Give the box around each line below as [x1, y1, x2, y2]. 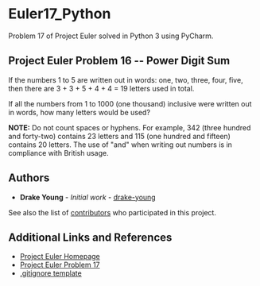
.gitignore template [19, 269, 82, 278]
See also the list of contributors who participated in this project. [8, 207, 217, 217]
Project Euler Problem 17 [19, 260, 101, 270]
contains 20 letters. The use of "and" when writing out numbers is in [8, 140, 233, 149]
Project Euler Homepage [19, 252, 101, 261]
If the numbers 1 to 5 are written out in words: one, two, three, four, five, [8, 75, 244, 84]
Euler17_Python [8, 5, 111, 23]
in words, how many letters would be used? [8, 107, 151, 117]
